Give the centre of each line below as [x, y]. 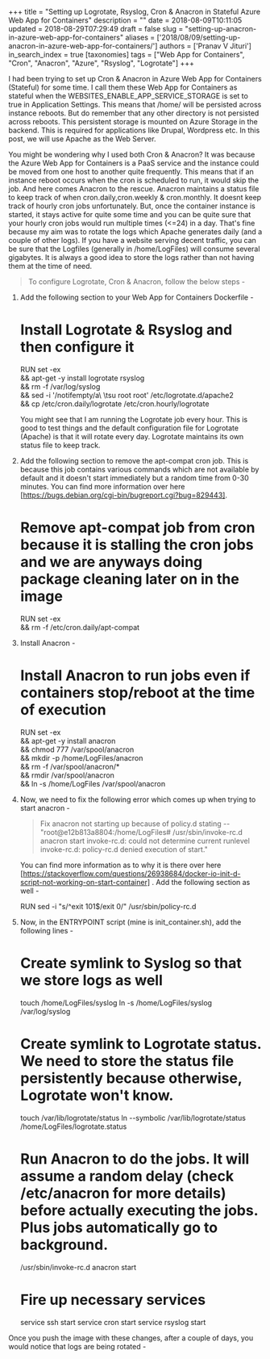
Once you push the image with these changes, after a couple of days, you [131, 1338]
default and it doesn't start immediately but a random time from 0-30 [134, 478]
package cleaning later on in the [129, 579]
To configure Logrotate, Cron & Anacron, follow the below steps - [137, 281]
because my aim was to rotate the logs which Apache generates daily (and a [135, 232]
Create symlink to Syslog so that [131, 963]
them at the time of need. [50, 266]
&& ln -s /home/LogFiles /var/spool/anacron [93, 783]
